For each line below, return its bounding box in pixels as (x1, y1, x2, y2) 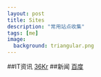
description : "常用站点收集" (7, 23, 85, 30)
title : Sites (7, 17, 45, 24)
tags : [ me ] (7, 29, 39, 37)
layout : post (7, 10, 45, 17)
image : (7, 36, 26, 43)
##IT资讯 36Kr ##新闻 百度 (7, 62, 84, 70)
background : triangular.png (13, 42, 95, 49)
